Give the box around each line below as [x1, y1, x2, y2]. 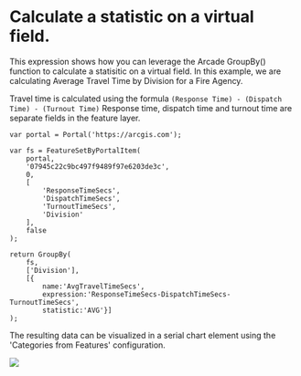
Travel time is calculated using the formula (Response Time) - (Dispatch [9, 93, 282, 104]
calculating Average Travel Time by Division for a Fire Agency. [9, 75, 243, 86]
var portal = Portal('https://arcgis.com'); [9, 130, 182, 139]
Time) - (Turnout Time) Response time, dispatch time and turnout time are [9, 102, 293, 113]
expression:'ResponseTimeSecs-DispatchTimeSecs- [42, 289, 231, 298]
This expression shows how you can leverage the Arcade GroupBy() [9, 56, 267, 67]
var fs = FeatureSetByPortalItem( [9, 146, 142, 155]
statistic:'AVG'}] [42, 306, 113, 315]
